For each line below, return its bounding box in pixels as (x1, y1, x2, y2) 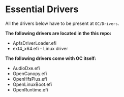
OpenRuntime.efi (12, 86, 48, 92)
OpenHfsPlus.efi (12, 76, 47, 82)
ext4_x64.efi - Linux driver (12, 45, 69, 51)
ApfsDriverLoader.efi (12, 40, 57, 46)
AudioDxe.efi (12, 65, 40, 71)
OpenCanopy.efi (12, 70, 47, 77)
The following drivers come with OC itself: (5, 55, 97, 61)
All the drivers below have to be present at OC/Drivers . (5, 20, 119, 26)
